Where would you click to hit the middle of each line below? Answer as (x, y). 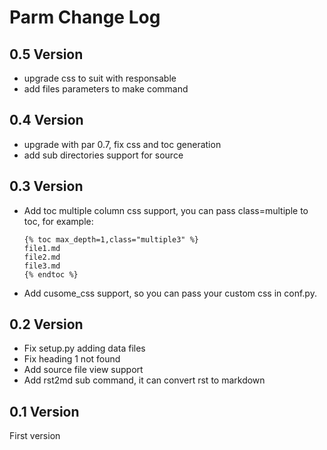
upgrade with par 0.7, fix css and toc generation (122, 144)
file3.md (42, 266)
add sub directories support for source (103, 155)
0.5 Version (46, 54)
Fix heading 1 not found (72, 359)
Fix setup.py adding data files (84, 348)
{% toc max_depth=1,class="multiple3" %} (111, 239)
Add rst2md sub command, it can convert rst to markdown (144, 380)
